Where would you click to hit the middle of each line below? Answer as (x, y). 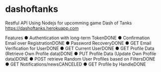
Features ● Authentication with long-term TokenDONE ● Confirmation (78, 38)
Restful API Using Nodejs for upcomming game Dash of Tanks (69, 23)
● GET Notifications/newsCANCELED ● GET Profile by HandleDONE (76, 64)
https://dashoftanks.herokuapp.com (42, 28)
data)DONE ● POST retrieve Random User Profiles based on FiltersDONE (80, 59)
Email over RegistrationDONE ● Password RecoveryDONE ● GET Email (78, 43)
